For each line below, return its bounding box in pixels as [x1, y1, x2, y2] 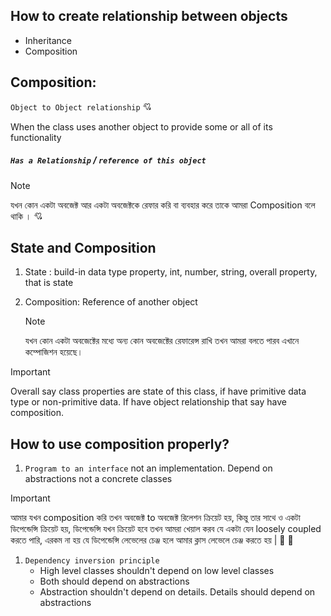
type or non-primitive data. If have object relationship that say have [10, 396, 287, 408]
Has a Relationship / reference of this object [10, 154, 207, 166]
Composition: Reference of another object [24, 296, 198, 308]
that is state [24, 277, 74, 289]
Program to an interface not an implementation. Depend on [24, 462, 273, 474]
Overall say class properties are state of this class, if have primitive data [10, 385, 307, 398]
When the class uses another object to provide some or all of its [10, 120, 273, 133]
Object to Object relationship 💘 [10, 100, 152, 113]
